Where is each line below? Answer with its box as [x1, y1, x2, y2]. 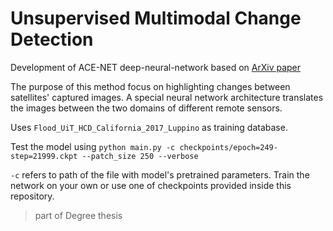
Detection [10, 28, 94, 51]
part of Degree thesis [34, 209, 123, 221]
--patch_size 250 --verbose [81, 151, 199, 161]
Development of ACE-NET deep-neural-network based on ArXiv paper [10, 61, 302, 73]
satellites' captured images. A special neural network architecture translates [10, 91, 324, 103]
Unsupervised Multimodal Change [10, 7, 302, 30]
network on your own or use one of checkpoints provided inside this [10, 179, 292, 191]
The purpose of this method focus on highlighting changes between [10, 80, 291, 92]
